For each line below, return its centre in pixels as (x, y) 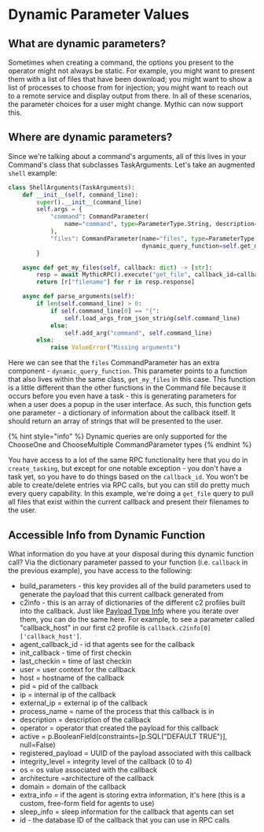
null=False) (38, 745)
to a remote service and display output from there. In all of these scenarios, (130, 96)
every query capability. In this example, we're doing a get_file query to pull (131, 494)
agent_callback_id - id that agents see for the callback (107, 644)
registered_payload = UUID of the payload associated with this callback (135, 753)
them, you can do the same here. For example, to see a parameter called (137, 619)
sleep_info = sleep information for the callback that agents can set (126, 812)
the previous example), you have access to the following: (100, 571)
